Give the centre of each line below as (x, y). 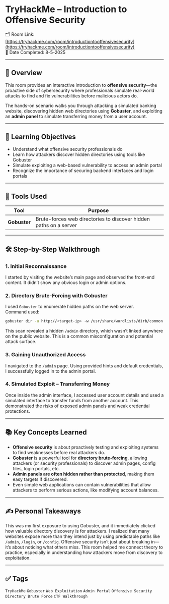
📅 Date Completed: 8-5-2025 (35, 52)
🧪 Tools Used (26, 196)
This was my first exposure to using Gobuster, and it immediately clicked (80, 526)
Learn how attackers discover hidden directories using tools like (79, 154)
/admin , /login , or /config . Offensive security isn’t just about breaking (77, 542)
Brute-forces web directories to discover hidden (93, 219)
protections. (18, 411)
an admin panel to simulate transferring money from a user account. (76, 116)
